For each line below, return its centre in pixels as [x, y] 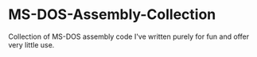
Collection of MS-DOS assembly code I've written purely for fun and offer [128, 36]
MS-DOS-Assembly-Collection [112, 15]
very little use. [31, 44]
